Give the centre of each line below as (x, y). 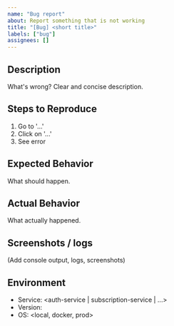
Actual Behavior (44, 203)
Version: (30, 307)
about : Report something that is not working (76, 21)
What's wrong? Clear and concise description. (76, 86)
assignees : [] (29, 41)
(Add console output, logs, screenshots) (67, 260)
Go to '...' (31, 126)
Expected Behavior (51, 164)
